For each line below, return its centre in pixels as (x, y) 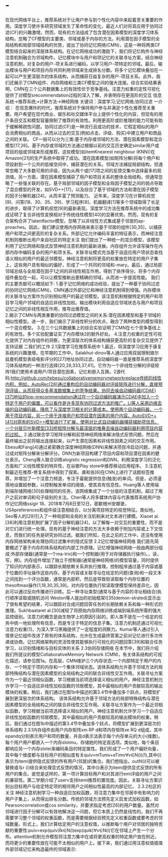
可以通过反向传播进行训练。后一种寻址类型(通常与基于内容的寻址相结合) (83, 591)
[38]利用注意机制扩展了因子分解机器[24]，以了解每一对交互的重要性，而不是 (84, 522)
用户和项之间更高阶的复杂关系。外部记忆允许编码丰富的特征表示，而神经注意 (84, 233)
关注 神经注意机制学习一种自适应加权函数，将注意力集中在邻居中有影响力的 (82, 792)
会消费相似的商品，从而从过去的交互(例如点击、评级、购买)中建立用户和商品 (83, 133)
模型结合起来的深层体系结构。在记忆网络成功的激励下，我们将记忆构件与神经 (84, 51)
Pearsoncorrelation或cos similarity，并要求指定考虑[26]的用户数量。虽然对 (82, 805)
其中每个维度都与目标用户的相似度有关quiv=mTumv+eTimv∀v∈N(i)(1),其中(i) (83, 755)
